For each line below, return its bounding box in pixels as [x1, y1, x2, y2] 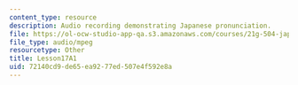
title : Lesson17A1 [9, 54, 77, 63]
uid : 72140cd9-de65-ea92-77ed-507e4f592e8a [9, 63, 173, 72]
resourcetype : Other [9, 46, 86, 55]
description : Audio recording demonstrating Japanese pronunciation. [9, 21, 272, 30]
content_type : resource [9, 12, 98, 22]
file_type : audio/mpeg [9, 37, 93, 47]
